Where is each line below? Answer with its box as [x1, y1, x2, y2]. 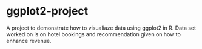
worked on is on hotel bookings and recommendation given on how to [6, 30, 181, 38]
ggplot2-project [6, 4, 89, 18]
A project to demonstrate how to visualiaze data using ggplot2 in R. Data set [6, 24, 196, 31]
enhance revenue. [6, 37, 52, 44]
